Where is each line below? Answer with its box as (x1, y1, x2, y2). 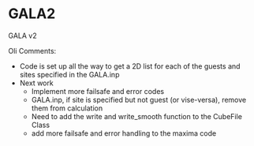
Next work (19, 78, 54, 88)
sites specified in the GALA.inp (19, 69, 120, 79)
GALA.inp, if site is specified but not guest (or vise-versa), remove (31, 95, 247, 104)
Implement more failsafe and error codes (31, 86, 164, 95)
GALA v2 (8, 31, 37, 40)
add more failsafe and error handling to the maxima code (31, 128, 217, 138)
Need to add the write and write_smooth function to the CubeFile (31, 111, 243, 121)
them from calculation (31, 103, 103, 113)
